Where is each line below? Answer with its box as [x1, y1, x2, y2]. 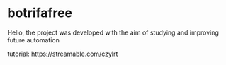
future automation [7, 35, 60, 44]
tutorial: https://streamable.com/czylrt [7, 49, 118, 58]
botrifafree [7, 5, 73, 21]
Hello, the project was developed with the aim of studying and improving [7, 28, 220, 37]
